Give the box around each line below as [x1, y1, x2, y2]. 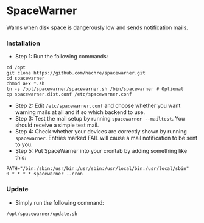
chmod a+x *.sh [6, 80, 45, 87]
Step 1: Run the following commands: [15, 53, 108, 60]
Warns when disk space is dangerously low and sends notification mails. [6, 24, 189, 31]
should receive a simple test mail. [15, 121, 99, 129]
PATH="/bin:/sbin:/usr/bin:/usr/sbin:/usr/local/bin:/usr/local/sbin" [6, 166, 189, 172]
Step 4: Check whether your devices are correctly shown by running [15, 128, 187, 135]
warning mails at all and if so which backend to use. [15, 108, 145, 116]
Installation [6, 39, 41, 48]
